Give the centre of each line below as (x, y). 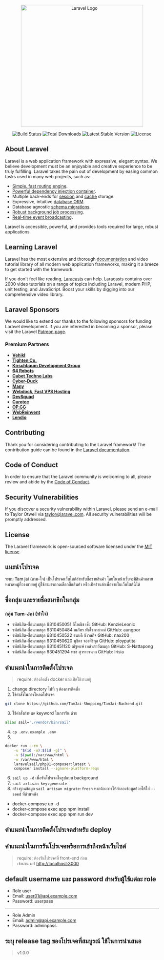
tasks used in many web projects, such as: (48, 176)
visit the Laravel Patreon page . (36, 332)
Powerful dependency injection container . (54, 191)
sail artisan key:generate (40, 784)
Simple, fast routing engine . (40, 186)
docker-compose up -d (36, 804)
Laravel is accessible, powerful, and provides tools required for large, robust (82, 227)
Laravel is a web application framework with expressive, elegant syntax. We (81, 161)
